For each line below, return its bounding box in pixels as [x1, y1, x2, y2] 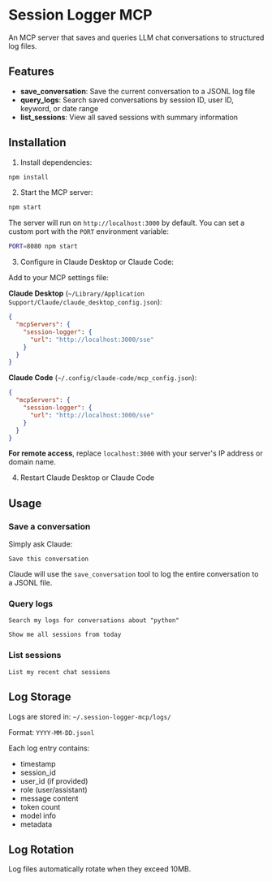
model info [19, 811, 57, 820]
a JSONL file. [8, 578, 53, 588]
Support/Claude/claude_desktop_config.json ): [8, 297, 162, 307]
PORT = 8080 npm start [8, 242, 79, 251]
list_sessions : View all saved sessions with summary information [19, 112, 238, 122]
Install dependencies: [19, 157, 93, 167]
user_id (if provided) [19, 776, 89, 785]
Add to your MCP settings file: [8, 273, 110, 283]
